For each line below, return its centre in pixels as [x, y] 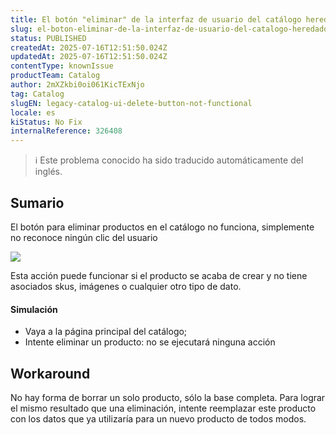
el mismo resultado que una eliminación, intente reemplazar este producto [163, 408]
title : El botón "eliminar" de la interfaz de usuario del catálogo [156, 19]
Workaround [50, 373]
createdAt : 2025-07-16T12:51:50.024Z [89, 47]
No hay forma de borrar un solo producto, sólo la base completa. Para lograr [168, 397]
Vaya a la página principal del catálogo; [106, 332]
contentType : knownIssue [62, 66]
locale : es [33, 112]
